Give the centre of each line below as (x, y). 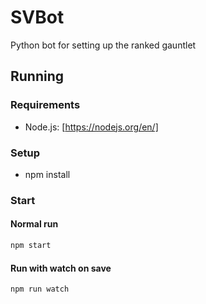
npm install (47, 174)
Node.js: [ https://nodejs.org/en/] (91, 127)
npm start (31, 246)
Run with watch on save (61, 268)
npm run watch (40, 289)
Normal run (34, 224)
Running (37, 76)
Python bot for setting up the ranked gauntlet (103, 45)
